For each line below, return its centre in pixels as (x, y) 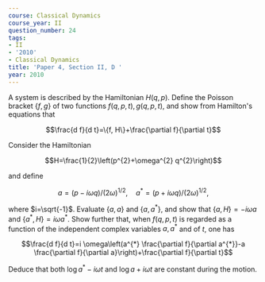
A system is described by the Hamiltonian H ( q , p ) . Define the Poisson (121, 97)
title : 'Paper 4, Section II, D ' (65, 68)
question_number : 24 (42, 30)
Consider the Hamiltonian (50, 145)
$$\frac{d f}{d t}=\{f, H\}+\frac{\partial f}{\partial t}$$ (133, 129)
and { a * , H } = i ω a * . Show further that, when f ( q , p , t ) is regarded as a (120, 218)
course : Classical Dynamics (55, 15)
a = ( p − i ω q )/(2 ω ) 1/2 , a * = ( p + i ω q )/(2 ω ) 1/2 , (133, 191)
